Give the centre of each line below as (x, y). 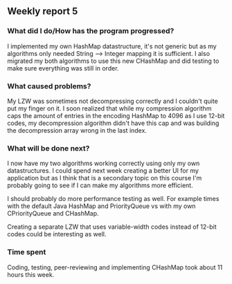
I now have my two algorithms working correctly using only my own (104, 163)
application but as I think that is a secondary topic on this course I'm (105, 178)
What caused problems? (49, 86)
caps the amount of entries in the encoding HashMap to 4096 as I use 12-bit (116, 115)
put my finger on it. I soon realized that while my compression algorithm (109, 108)
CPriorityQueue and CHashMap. (53, 214)
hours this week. (31, 274)
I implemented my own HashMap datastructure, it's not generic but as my (112, 46)
